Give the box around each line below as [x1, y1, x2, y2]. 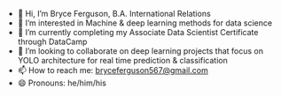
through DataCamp [17, 36, 88, 47]
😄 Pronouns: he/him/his [17, 78, 106, 88]
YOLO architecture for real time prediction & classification [17, 55, 228, 65]
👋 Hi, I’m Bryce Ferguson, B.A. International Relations [17, 9, 211, 18]
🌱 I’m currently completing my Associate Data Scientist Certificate [17, 27, 259, 37]
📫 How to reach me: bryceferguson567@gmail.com [17, 65, 208, 75]
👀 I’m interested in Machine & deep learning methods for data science [17, 18, 273, 28]
